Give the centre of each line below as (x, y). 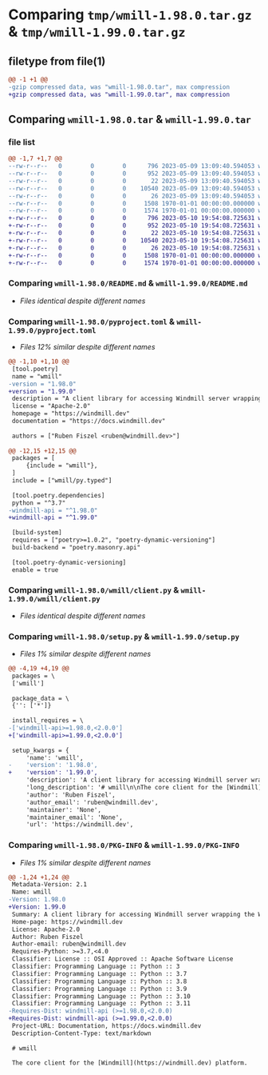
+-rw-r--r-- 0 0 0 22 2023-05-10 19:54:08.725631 (132, 234)
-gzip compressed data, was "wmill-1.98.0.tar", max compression (119, 87)
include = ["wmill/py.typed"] (62, 481)
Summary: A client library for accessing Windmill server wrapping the (133, 914)
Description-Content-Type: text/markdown (81, 1033)
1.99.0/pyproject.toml (52, 330)
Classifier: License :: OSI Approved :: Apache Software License (122, 959)
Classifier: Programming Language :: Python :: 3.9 (99, 989)
